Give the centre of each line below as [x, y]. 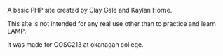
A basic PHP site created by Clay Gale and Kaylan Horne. [90, 10]
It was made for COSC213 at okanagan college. [75, 44]
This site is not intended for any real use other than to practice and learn [111, 23]
